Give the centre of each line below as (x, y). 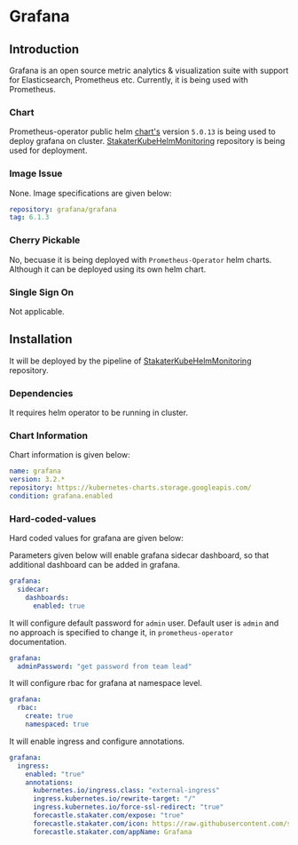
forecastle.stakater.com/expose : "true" (108, 816)
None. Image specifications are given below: (90, 193)
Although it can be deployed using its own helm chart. (108, 269)
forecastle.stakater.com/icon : (90, 824)
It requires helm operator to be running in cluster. (99, 413)
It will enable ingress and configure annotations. (97, 741)
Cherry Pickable (45, 240)
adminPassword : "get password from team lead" (105, 666)
